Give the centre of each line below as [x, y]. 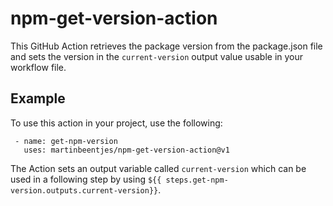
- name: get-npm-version [66, 141]
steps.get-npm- [197, 180]
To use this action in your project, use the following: [116, 123]
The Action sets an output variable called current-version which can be [158, 168]
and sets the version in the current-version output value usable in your [157, 56]
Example [38, 98]
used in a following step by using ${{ [86, 179]
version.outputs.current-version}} [84, 190]
